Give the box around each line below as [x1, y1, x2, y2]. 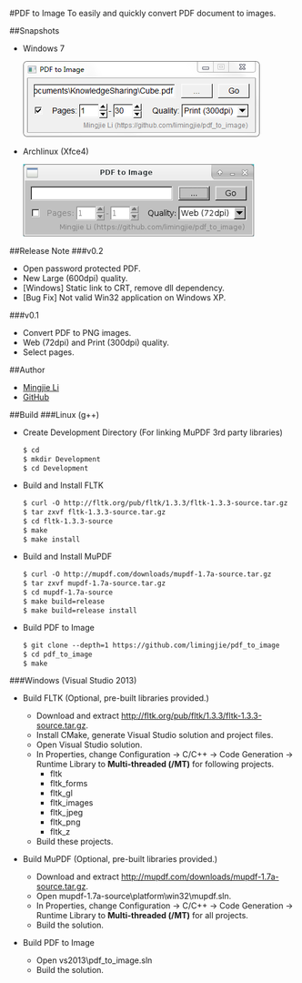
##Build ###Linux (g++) [9, 410, 100, 420]
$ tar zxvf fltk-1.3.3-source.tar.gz [22, 508, 166, 517]
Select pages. [22, 347, 75, 358]
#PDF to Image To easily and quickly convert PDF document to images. [9, 8, 277, 18]
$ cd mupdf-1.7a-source [22, 588, 114, 597]
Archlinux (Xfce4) [22, 146, 89, 157]
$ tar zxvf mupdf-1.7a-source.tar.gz [22, 579, 166, 588]
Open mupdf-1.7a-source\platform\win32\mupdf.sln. [35, 891, 232, 901]
